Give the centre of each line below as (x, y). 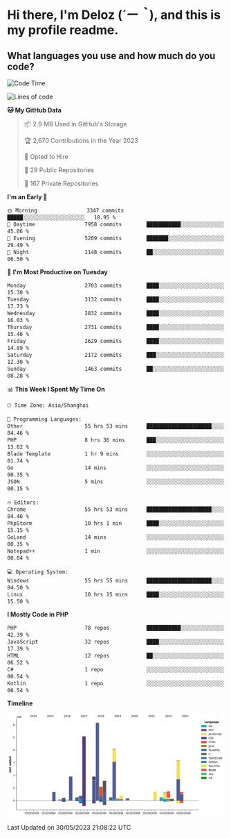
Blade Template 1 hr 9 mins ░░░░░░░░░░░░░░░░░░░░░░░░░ (116, 454)
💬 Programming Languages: (44, 419)
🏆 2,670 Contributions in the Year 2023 (81, 141)
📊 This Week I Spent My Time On (56, 389)
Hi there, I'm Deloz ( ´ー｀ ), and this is (114, 15)
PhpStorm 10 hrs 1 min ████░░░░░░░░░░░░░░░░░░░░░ (116, 523)
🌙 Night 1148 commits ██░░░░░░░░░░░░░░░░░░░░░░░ (116, 252)
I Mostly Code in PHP (38, 614)
